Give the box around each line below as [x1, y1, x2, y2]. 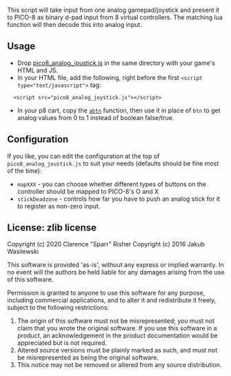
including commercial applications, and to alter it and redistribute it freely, [7, 296, 217, 304]
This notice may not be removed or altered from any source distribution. [17, 361, 222, 369]
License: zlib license [7, 222, 97, 234]
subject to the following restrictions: [7, 304, 109, 312]
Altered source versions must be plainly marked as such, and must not [17, 346, 218, 355]
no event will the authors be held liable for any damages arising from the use [7, 268, 225, 277]
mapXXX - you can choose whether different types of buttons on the [17, 179, 207, 188]
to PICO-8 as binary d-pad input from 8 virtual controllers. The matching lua [7, 13, 223, 21]
